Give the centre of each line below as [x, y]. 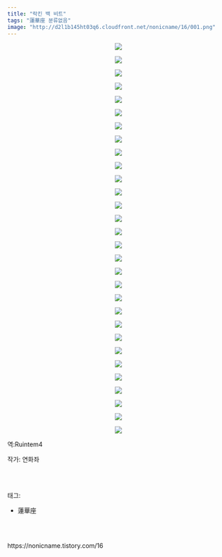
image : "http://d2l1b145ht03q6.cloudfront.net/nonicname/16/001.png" [112, 27]
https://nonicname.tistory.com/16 [55, 546]
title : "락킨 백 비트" [37, 14]
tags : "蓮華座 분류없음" [39, 20]
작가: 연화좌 [24, 460]
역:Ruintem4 [25, 444]
